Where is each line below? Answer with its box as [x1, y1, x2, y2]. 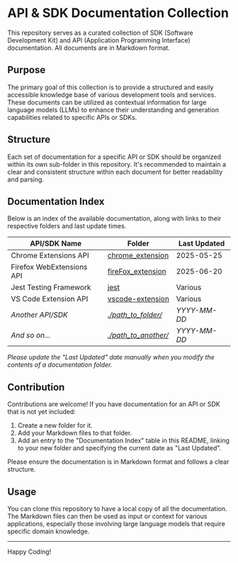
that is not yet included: [7, 408, 76, 416]
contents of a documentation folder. [7, 360, 113, 369]
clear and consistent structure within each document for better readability [7, 167, 223, 176]
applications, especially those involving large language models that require [7, 520, 225, 528]
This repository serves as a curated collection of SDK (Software [7, 28, 193, 37]
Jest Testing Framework [11, 282, 91, 292]
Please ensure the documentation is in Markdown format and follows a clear [7, 457, 229, 466]
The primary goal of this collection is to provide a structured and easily [7, 83, 214, 91]
